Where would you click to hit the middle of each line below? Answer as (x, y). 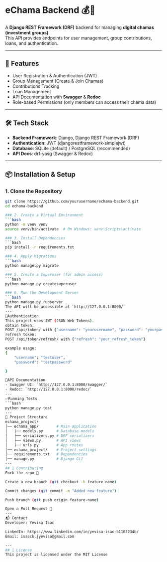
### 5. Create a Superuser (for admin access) (54, 275)
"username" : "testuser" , (40, 358)
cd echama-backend (24, 206)
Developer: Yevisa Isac (30, 523)
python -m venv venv (27, 224)
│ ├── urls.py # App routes (44, 445)
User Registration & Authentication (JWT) (55, 75)
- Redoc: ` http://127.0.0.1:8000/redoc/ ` (49, 389)
